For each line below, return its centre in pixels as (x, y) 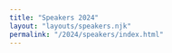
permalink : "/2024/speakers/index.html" (87, 34)
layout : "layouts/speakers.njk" (70, 26)
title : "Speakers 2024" (54, 18)
